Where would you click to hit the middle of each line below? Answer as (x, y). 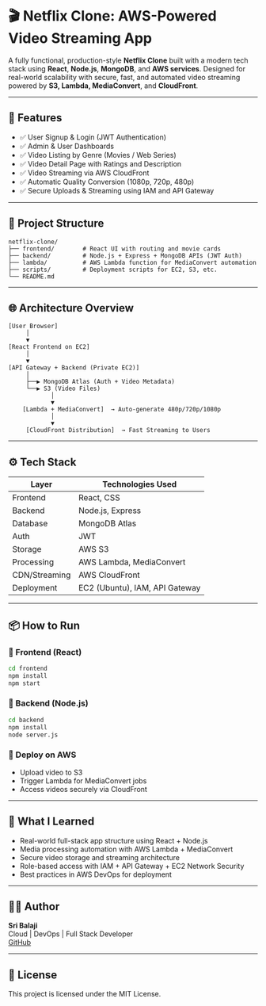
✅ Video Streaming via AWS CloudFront (84, 173)
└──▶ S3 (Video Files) (63, 389)
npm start (25, 683)
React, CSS (99, 498)
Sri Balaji (23, 926)
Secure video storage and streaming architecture (100, 857)
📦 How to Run (44, 625)
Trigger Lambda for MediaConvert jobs (83, 780)
